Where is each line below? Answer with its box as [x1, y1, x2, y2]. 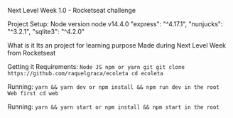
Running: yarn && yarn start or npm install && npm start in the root [7, 102, 220, 111]
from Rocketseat [7, 49, 56, 57]
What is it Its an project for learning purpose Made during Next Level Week [7, 41, 227, 49]
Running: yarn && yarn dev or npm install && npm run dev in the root [7, 82, 220, 91]
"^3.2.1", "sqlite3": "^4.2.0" [7, 28, 85, 36]
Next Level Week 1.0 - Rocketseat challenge [7, 6, 136, 14]
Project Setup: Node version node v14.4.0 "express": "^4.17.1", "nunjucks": [7, 20, 223, 28]
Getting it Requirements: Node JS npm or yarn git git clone [7, 63, 185, 70]
